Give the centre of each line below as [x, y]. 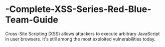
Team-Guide [32, 20]
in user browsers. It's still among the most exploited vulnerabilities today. [80, 39]
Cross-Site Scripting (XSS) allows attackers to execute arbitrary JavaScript [82, 33]
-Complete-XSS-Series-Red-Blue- [78, 9]
